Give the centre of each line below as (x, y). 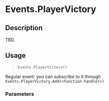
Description (24, 28)
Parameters (20, 94)
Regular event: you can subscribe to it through (53, 76)
